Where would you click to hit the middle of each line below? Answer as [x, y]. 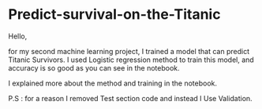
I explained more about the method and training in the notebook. [113, 83]
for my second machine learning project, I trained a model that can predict [129, 51]
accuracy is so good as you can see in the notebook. [94, 67]
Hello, [18, 36]
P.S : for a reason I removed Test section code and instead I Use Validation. [130, 98]
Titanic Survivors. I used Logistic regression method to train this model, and [131, 60]
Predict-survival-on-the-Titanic [114, 15]
